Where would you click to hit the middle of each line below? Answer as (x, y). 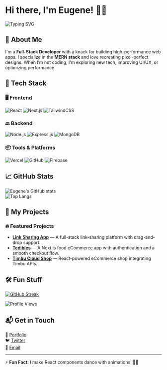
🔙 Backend (19, 123)
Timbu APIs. (25, 263)
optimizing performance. (30, 67)
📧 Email (13, 348)
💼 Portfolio (16, 335)
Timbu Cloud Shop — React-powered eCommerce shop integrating (82, 258)
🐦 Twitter (15, 341)
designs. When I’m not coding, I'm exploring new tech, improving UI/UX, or (82, 62)
